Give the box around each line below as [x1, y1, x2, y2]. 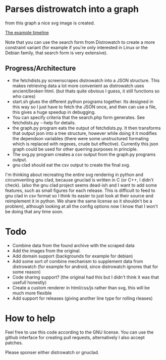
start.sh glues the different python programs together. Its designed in [12, 98, 154, 104]
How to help [5, 312, 55, 324]
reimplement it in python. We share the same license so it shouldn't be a [5, 198, 153, 204]
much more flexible [12, 290, 52, 296]
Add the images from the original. [12, 248, 81, 254]
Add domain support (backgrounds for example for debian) [12, 253, 133, 259]
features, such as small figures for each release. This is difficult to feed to [5, 187, 156, 193]
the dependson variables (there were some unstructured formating [12, 135, 149, 141]
